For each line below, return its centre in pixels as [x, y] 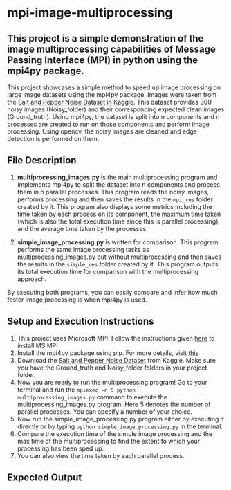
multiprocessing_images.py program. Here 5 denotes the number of [114, 404]
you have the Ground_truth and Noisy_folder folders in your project [112, 367]
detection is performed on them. [53, 139]
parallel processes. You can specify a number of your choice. [104, 411]
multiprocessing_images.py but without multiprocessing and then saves [119, 257]
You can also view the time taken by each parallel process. [101, 455]
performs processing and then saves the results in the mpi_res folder [115, 199]
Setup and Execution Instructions [81, 321]
